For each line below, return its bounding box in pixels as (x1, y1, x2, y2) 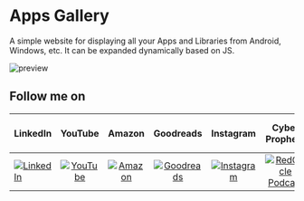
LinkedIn (14, 127, 52, 139)
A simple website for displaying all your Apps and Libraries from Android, (9, 35, 282, 46)
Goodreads (153, 127, 203, 139)
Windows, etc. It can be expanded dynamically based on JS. (9, 44, 235, 55)
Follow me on (9, 89, 86, 104)
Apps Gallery (9, 5, 110, 26)
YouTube (60, 127, 100, 139)
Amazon (108, 127, 145, 139)
